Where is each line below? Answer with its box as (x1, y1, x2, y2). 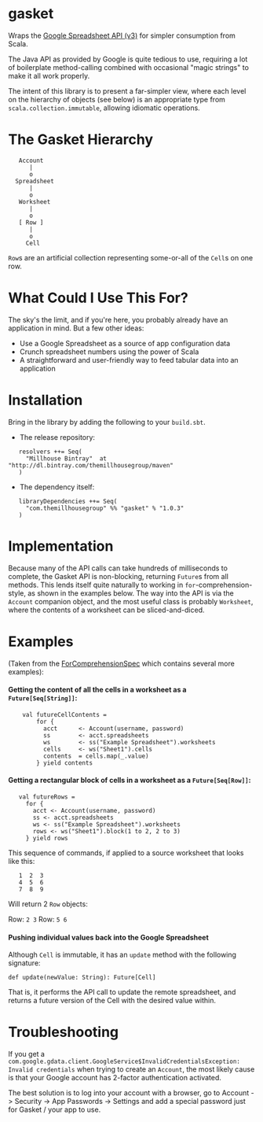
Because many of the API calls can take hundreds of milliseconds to (8, 563, 228, 573)
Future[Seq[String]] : (8, 693, 78, 703)
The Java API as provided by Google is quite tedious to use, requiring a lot (8, 54, 248, 64)
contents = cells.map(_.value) (42, 752, 149, 760)
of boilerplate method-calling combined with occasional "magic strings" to (8, 62, 250, 72)
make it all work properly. (8, 71, 90, 80)
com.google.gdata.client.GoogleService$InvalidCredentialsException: (8, 1057, 241, 1066)
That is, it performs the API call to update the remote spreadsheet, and (8, 987, 236, 997)
